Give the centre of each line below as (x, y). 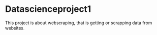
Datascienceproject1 (48, 9)
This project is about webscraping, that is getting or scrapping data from (78, 23)
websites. (15, 28)
